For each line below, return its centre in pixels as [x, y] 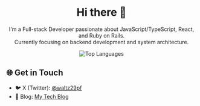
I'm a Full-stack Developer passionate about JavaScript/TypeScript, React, [102, 29]
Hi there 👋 [102, 12]
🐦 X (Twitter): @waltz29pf [48, 88]
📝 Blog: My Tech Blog [42, 96]
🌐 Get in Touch [35, 73]
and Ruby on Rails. [102, 35]
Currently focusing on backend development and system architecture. [102, 42]
